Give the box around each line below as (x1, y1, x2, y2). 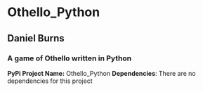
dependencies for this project (7, 77, 93, 85)
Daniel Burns (7, 32, 65, 44)
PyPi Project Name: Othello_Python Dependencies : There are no (7, 69, 197, 77)
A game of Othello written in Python (7, 53, 132, 63)
